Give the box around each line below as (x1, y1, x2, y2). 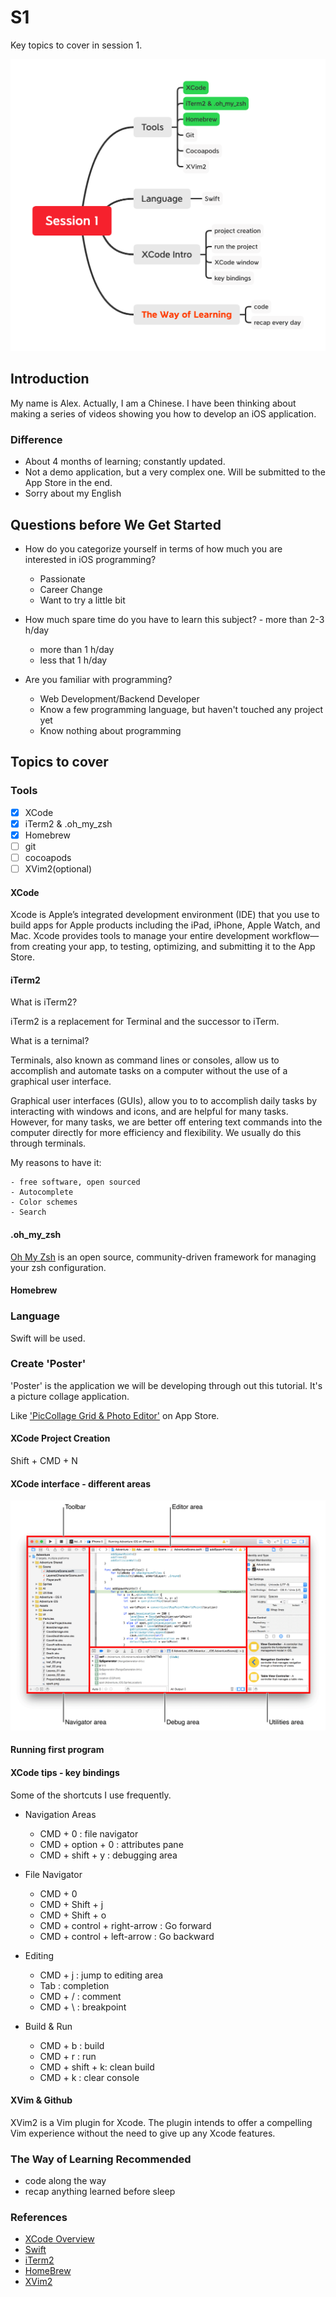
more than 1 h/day (39, 643, 115, 655)
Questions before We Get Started (10, 516, 222, 533)
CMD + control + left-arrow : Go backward (39, 1930, 215, 1942)
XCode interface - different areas (10, 1477, 152, 1490)
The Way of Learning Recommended (10, 2152, 192, 2166)
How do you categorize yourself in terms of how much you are (24, 542, 283, 555)
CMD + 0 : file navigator (39, 1827, 139, 1840)
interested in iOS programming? (24, 553, 157, 565)
